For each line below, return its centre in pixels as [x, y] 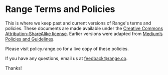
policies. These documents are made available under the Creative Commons [84, 28]
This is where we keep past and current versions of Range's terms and [78, 23]
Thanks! [14, 68]
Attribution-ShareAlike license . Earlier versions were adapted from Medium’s [84, 33]
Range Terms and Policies [60, 9]
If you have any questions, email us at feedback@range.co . [66, 58]
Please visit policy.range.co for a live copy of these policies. [67, 48]
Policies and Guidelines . [30, 39]
